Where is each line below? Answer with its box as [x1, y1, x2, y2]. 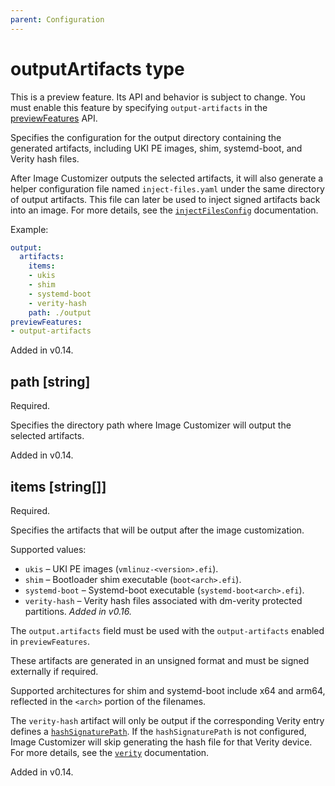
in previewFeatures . [10, 635, 91, 647]
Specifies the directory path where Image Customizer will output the [10, 419, 292, 431]
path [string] [10, 373, 91, 390]
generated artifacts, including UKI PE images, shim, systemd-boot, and [10, 142, 303, 154]
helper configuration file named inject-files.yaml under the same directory [10, 182, 325, 195]
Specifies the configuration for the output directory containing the [10, 131, 282, 143]
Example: [10, 223, 49, 235]
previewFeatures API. [10, 112, 98, 124]
